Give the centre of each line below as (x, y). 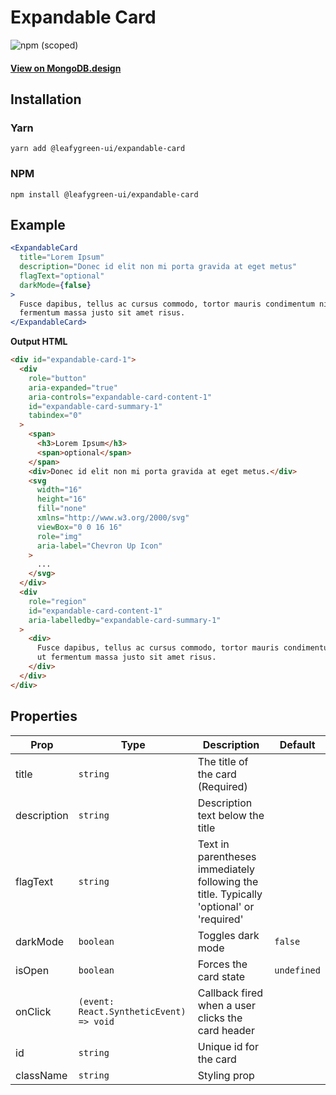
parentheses (227, 856)
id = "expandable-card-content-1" (95, 611)
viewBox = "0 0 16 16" (79, 527)
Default (297, 744)
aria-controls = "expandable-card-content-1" (120, 397)
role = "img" (59, 536)
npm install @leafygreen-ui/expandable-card (104, 194)
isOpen (32, 970)
